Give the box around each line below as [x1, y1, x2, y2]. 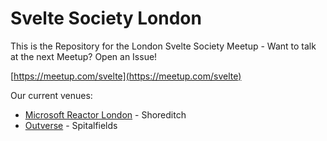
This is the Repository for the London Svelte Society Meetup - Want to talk [10, 40, 317, 52]
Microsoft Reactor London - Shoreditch [24, 108, 187, 121]
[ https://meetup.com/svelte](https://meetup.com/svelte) [10, 70, 242, 82]
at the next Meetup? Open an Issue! [10, 50, 158, 62]
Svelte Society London [10, 7, 202, 30]
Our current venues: [10, 89, 93, 101]
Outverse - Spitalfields [24, 119, 118, 131]
